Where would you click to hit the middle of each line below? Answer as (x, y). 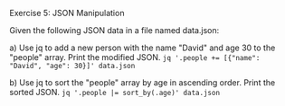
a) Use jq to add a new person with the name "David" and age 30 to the (142, 48)
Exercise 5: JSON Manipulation (67, 13)
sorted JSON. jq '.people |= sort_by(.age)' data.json (114, 92)
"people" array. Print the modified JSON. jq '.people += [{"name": (135, 57)
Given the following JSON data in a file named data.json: (114, 30)
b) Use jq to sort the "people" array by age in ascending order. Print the (142, 83)
